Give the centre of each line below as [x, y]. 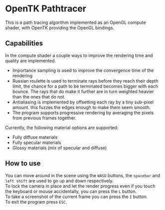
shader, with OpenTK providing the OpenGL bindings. [60, 27]
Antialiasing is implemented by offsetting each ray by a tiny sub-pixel [83, 102]
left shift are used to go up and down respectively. [59, 181]
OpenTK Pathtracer [46, 9]
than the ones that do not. [39, 97]
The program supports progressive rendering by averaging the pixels [83, 112]
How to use [23, 163]
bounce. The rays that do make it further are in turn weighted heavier [83, 91]
